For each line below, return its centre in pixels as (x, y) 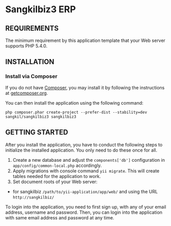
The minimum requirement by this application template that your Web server (86, 40)
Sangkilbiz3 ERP (41, 9)
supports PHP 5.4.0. (26, 46)
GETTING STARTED (37, 132)
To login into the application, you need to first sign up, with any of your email (86, 207)
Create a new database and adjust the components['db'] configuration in (89, 160)
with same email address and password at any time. (60, 217)
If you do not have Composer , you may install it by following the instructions (85, 87)
